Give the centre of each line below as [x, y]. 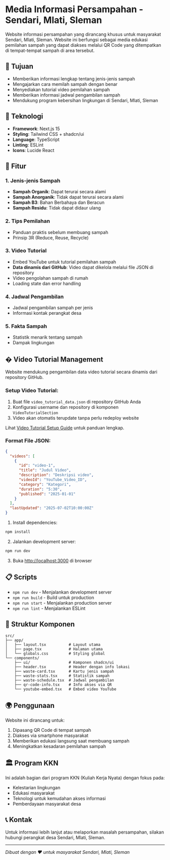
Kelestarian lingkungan [36, 788]
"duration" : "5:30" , [40, 489]
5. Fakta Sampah [26, 327]
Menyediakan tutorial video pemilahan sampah [61, 90]
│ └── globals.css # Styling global [55, 654]
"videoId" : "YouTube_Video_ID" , [53, 480]
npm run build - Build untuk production [53, 597]
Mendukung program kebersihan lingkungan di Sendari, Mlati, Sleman [85, 100]
